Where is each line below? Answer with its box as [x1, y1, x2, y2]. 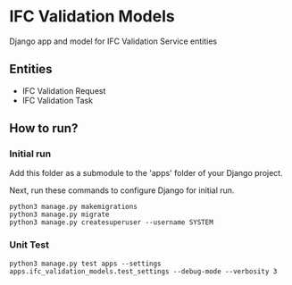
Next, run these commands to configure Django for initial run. [9, 185, 235, 196]
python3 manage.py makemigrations [9, 203, 138, 212]
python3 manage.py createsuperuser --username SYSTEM [9, 218, 214, 227]
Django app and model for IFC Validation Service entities [9, 36, 217, 46]
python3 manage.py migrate [9, 210, 110, 220]
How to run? [9, 121, 79, 136]
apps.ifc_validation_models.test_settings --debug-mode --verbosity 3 [9, 266, 278, 276]
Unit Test [9, 239, 49, 251]
